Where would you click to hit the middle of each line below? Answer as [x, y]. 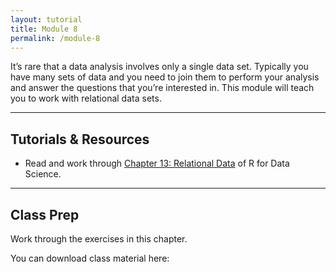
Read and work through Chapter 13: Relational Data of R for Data [157, 163]
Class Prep [45, 214]
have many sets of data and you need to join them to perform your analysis [165, 77]
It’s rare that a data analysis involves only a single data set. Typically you [159, 67]
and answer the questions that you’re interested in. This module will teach [162, 88]
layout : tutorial [46, 19]
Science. [43, 174]
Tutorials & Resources [80, 139]
